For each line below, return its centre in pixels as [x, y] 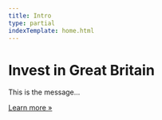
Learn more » [30, 108]
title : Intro [30, 16]
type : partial [32, 23]
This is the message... [44, 92]
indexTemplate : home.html [51, 30]
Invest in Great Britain [82, 70]
